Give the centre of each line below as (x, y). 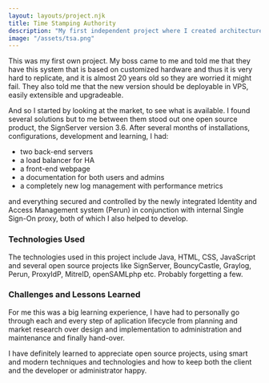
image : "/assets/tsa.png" (51, 38)
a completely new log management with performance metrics (121, 186)
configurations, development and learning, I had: (88, 136)
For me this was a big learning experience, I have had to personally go (124, 312)
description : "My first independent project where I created (112, 31)
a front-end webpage (55, 169)
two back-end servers (56, 152)
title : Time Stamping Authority (62, 23)
